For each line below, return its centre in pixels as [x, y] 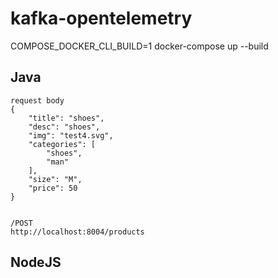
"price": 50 [53, 188]
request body [37, 100]
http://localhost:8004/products [77, 232]
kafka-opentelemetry [101, 18]
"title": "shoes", [66, 118]
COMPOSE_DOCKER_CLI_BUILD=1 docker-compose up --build [139, 46]
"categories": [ [62, 144]
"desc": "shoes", [64, 127]
